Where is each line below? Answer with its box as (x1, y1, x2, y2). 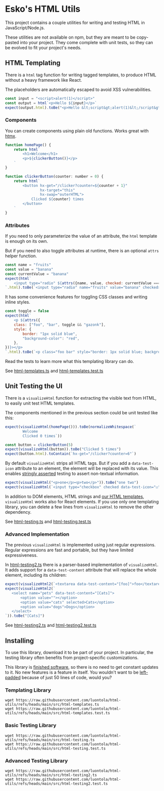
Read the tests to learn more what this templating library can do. (5, 359, 134, 364)
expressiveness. (5, 552, 38, 558)
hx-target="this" (40, 187, 76, 193)
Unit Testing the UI (5, 382, 62, 390)
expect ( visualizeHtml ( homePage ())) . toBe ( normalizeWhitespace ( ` (5, 424, 137, 429)
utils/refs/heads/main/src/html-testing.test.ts (5, 746, 106, 751)
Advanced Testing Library (5, 757, 68, 764)
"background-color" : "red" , (22, 336, 80, 341)
